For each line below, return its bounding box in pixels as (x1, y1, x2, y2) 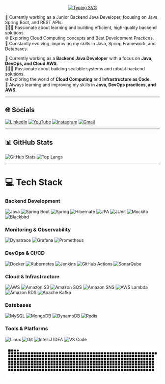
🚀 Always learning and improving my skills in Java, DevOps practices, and (5, 82, 156, 88)
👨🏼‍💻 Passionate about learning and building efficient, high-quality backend (5, 25, 157, 30)
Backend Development (5, 197, 60, 204)
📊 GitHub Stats (5, 138, 53, 147)
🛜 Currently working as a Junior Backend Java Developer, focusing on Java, (5, 14, 159, 20)
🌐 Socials (5, 106, 35, 114)
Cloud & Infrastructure (5, 273, 60, 280)
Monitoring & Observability (5, 226, 71, 233)
